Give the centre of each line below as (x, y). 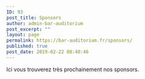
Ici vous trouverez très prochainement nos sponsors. (73, 69)
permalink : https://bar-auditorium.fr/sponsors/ (69, 40)
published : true (27, 47)
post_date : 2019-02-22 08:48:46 (47, 52)
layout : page (23, 35)
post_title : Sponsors (34, 18)
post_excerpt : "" (28, 29)
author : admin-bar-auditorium (45, 23)
